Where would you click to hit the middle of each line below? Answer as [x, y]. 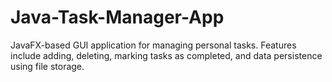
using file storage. [47, 66]
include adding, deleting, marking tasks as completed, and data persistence [166, 55]
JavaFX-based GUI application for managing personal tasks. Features [153, 45]
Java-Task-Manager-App [117, 17]
